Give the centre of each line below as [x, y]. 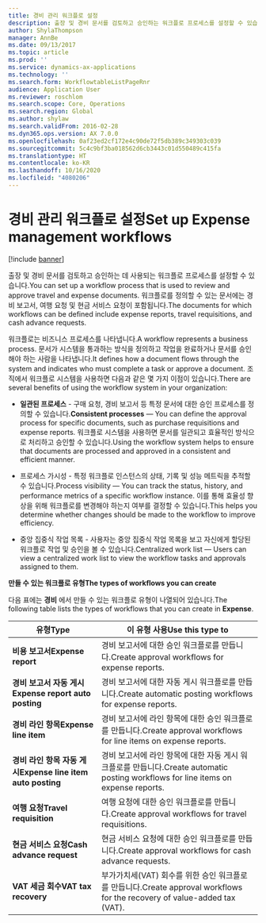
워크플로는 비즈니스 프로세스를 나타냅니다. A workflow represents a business [128, 339]
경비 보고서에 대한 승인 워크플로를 [161, 645]
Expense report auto [51, 693]
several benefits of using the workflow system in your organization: [118, 387]
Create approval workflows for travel [179, 813]
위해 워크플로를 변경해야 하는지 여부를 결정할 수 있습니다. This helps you [146, 506]
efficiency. [36, 523]
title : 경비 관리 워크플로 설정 [53, 15]
